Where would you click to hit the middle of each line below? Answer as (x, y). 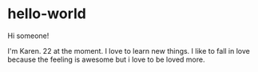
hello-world (47, 14)
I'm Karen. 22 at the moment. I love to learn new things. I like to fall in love (129, 51)
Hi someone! (28, 36)
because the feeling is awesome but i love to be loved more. (106, 59)
